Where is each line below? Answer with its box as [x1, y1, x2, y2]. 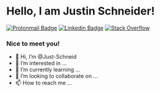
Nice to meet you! [6, 39, 60, 48]
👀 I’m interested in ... [15, 59, 67, 67]
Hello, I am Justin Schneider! [6, 4, 155, 18]
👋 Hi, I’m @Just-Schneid [15, 53, 77, 61]
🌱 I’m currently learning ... [15, 66, 81, 73]
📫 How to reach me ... [15, 79, 72, 87]
